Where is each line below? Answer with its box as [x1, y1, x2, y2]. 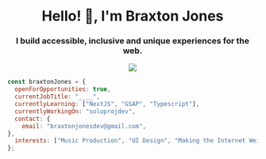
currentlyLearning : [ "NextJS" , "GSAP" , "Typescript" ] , [14, 100, 200, 108]
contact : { [14, 115, 51, 123]
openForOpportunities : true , [14, 85, 111, 93]
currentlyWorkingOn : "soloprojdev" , [14, 107, 136, 115]
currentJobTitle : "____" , [14, 93, 101, 101]
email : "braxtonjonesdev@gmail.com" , [21, 122, 147, 130]
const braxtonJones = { [7, 78, 87, 86]
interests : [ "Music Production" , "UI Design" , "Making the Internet [14, 137, 246, 145]
